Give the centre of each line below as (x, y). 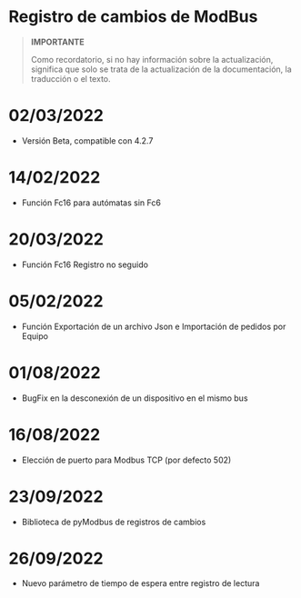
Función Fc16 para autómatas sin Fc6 (91, 203)
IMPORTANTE (57, 42)
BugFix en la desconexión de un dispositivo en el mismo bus (135, 398)
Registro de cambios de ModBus (133, 17)
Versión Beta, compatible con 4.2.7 (87, 140)
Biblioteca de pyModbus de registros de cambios (114, 522)
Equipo (35, 336)
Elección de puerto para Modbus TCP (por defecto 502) (126, 460)
